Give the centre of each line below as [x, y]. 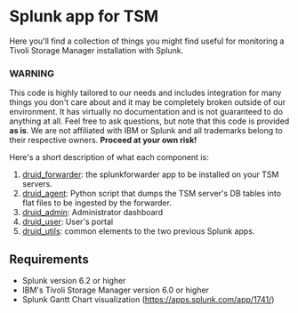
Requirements [49, 259]
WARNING [32, 73]
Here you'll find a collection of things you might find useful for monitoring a [147, 41]
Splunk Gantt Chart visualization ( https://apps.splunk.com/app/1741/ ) [148, 300]
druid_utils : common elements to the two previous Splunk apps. [138, 231]
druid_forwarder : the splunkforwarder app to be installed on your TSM [150, 174]
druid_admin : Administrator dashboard [92, 213]
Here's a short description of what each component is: [109, 157]
